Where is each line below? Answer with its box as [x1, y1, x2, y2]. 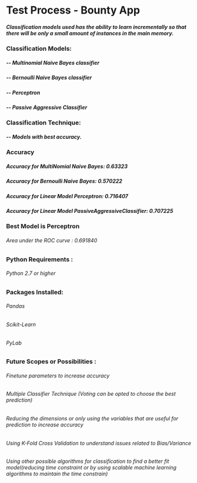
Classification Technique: [6, 119, 81, 127]
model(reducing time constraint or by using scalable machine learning [6, 464, 177, 471]
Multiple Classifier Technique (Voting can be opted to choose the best [6, 390, 176, 397]
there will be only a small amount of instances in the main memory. [6, 29, 174, 37]
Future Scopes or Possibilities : [6, 357, 96, 366]
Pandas [6, 303, 25, 310]
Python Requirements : [6, 255, 74, 263]
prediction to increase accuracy [6, 421, 84, 428]
